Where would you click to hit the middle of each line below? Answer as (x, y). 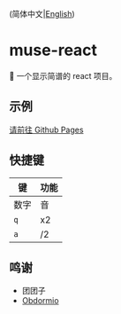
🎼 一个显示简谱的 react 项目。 (63, 75)
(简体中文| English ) (42, 14)
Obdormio (40, 301)
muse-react (53, 50)
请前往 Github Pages (46, 130)
